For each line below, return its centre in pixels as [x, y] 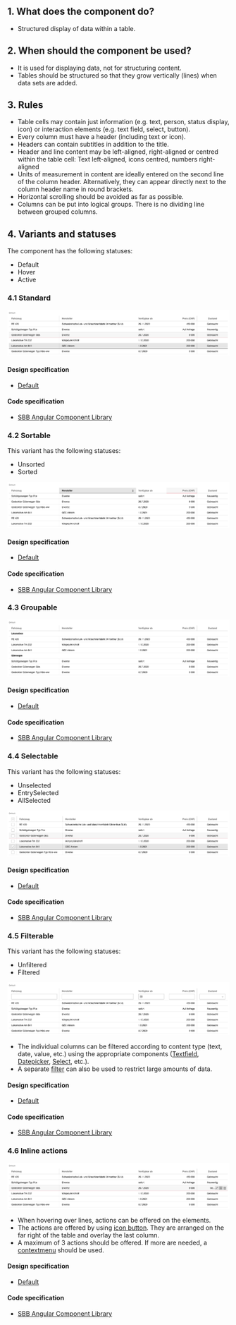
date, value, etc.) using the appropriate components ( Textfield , [108, 1053]
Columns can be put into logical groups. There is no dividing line [111, 205]
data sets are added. [47, 83]
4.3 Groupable [32, 607]
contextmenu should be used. [61, 1250]
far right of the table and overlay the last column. [88, 1235]
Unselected [34, 785]
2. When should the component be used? [99, 51]
